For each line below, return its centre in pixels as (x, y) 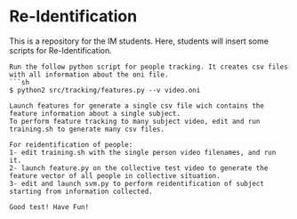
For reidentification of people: (71, 144)
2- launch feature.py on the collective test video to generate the (139, 168)
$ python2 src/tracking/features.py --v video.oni (105, 90)
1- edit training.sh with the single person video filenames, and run (143, 152)
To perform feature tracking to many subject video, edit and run (135, 121)
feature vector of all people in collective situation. (115, 175)
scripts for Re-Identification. (61, 50)
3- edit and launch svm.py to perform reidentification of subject (137, 183)
